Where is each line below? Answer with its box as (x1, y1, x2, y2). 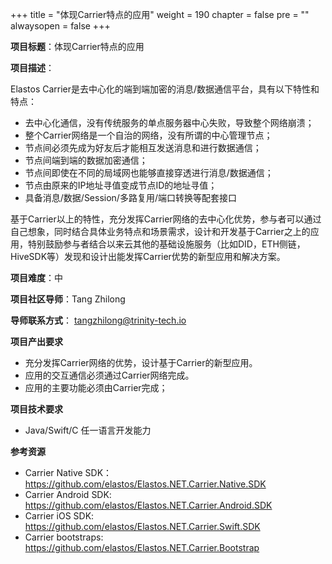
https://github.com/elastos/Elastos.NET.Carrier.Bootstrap (24, 542, 260, 553)
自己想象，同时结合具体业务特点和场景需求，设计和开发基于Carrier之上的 (10, 226, 311, 237)
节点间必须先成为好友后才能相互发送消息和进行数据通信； (24, 142, 262, 153)
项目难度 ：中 (10, 272, 63, 283)
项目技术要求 (10, 403, 63, 415)
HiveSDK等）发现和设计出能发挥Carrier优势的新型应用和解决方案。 (10, 251, 286, 262)
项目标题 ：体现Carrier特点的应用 (10, 41, 145, 52)
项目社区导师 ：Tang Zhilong (10, 293, 126, 305)
